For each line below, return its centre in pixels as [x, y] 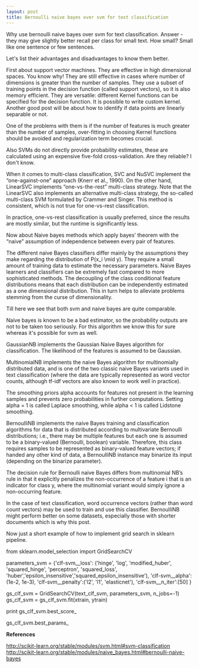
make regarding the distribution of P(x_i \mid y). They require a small [90, 259]
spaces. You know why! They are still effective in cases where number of [96, 76]
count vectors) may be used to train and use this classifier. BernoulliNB [93, 509]
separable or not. [27, 114]
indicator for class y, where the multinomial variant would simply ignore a [96, 485]
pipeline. [17, 540]
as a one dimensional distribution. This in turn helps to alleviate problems [95, 291]
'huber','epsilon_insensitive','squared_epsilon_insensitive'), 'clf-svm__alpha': [99, 575]
